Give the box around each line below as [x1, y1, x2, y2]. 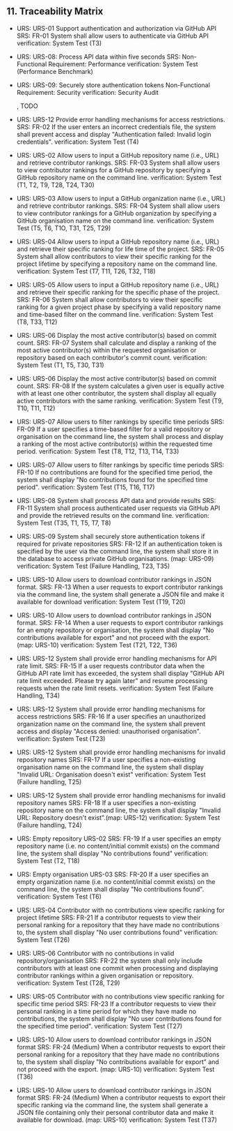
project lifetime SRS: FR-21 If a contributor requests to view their [16, 913, 201, 922]
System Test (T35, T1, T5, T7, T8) [16, 518, 112, 527]
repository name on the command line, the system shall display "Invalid [16, 806, 221, 814]
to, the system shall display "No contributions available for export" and [16, 1057, 220, 1066]
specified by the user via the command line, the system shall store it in [16, 547, 219, 555]
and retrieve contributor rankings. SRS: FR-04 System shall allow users [16, 202, 220, 210]
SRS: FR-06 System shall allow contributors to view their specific [16, 295, 203, 304]
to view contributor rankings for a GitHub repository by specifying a [16, 165, 211, 174]
